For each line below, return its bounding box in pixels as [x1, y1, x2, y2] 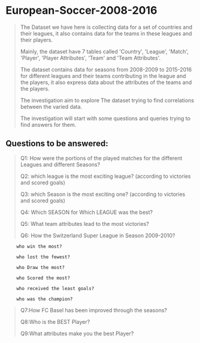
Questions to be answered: [5, 139, 108, 149]
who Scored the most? [16, 275, 70, 281]
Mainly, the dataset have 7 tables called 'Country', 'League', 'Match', [20, 47, 189, 55]
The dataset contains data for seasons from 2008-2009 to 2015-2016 [20, 65, 192, 73]
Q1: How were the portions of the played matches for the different [20, 154, 183, 162]
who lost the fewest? [16, 253, 70, 260]
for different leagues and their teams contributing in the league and [20, 72, 186, 79]
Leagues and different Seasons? [20, 160, 101, 168]
